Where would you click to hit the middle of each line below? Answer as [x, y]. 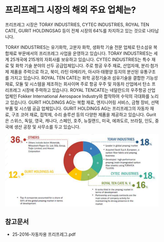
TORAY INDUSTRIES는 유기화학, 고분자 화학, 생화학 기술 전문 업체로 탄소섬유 [79, 47]
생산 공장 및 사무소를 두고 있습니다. [47, 127]
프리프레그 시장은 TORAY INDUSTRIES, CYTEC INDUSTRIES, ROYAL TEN [77, 24]
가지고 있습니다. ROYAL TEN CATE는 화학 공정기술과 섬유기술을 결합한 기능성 [84, 78]
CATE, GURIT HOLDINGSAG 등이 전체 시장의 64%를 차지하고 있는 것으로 [75, 30]
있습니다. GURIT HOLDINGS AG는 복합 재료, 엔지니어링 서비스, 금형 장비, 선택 [84, 102]
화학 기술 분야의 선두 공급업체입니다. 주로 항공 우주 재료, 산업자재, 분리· [83, 65]
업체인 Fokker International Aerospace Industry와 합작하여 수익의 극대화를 [77, 96]
